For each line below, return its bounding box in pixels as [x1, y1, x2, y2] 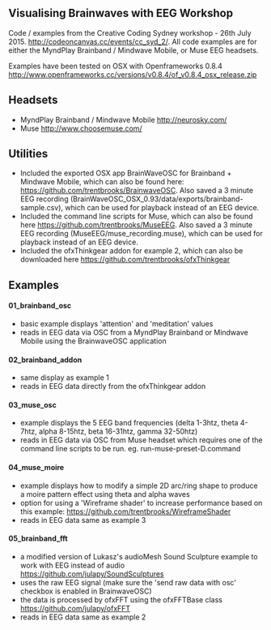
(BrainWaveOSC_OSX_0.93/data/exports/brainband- [70, 194, 244, 204]
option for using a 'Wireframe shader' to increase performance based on [19, 498, 263, 507]
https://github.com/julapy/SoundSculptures [19, 568, 164, 579]
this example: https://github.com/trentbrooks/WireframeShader [19, 507, 231, 516]
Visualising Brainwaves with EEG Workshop [8, 6, 233, 20]
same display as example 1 [19, 373, 109, 382]
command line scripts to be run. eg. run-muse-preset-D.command [19, 444, 241, 454]
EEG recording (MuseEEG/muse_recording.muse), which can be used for [19, 229, 263, 239]
